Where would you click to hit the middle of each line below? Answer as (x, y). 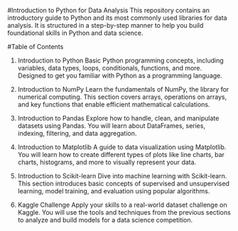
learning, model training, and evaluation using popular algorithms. (114, 191)
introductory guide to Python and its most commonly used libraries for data (117, 18)
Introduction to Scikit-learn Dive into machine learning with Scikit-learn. (122, 176)
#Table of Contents (36, 47)
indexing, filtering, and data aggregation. (77, 133)
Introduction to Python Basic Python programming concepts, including (120, 60)
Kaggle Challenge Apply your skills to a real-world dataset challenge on (122, 205)
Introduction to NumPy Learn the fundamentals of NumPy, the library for (123, 89)
